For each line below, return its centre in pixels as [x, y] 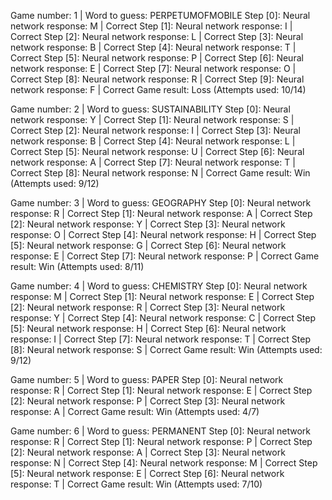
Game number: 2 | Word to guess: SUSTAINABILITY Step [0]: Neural [150, 109]
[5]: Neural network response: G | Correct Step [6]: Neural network [148, 245]
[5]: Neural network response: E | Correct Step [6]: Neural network [147, 473]
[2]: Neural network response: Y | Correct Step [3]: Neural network [148, 224]
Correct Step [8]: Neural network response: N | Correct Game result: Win [160, 173]
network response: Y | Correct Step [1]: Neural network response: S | [152, 119]
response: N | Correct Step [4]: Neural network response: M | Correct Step [164, 463]
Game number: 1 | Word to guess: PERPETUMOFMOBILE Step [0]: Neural [160, 15]
